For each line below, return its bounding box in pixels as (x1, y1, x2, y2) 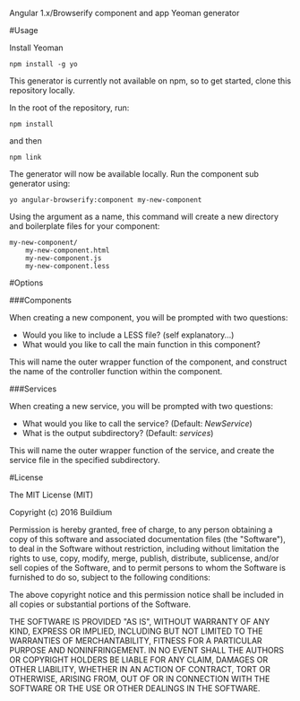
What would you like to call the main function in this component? (21, 339, 261, 349)
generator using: (9, 179, 71, 188)
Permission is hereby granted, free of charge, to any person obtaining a (9, 524, 273, 535)
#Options (9, 277, 44, 288)
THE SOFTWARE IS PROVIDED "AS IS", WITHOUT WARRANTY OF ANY (9, 617, 270, 627)
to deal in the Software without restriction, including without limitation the (9, 543, 279, 554)
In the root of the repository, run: (9, 102, 130, 113)
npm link (9, 153, 42, 162)
